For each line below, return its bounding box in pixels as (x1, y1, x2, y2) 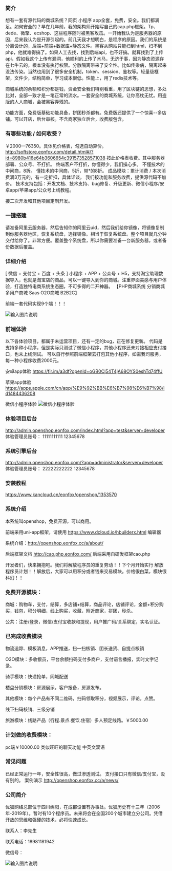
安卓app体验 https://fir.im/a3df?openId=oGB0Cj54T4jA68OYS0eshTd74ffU (5, 368, 163, 374)
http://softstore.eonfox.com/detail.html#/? (5, 148, 94, 155)
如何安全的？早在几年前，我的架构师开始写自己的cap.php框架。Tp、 (14, 24, 158, 30)
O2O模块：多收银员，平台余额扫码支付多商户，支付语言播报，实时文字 (5, 656, 154, 662)
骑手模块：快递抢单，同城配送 (5, 674, 68, 680)
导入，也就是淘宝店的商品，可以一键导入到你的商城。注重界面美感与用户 (9, 277, 162, 283)
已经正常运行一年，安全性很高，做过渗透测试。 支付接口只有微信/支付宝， (5, 770, 161, 777)
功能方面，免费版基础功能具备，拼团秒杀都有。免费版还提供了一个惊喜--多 (5, 109, 162, 116)
